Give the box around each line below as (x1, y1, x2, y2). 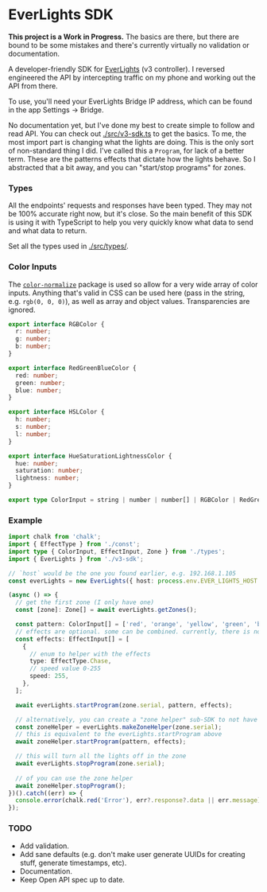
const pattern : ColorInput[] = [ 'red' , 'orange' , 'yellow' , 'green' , (15, 621, 250, 629)
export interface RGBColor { (8, 320, 105, 328)
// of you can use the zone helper (15, 774, 133, 782)
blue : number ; (15, 386, 62, 395)
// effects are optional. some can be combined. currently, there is (15, 627, 250, 636)
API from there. (8, 81, 58, 91)
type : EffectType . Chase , (29, 657, 112, 665)
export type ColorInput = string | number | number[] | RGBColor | (8, 496, 237, 504)
